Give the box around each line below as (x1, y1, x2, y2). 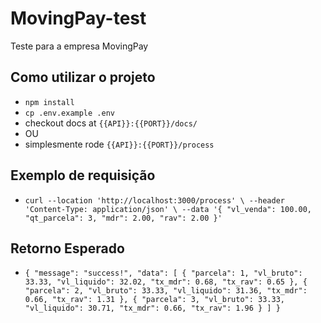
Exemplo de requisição (10, 167, 156, 184)
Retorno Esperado (10, 240, 125, 257)
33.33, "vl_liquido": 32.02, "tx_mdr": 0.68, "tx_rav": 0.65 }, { (24, 277, 308, 287)
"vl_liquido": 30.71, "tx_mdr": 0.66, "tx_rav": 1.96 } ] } (24, 303, 281, 314)
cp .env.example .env (24, 108, 115, 118)
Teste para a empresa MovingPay (10, 40, 149, 52)
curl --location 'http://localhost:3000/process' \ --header (24, 195, 286, 206)
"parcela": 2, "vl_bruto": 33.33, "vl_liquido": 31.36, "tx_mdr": (24, 286, 308, 296)
